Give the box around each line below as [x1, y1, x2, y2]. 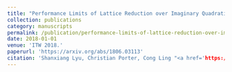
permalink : [7, 29, 39, 36]
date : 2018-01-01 [7, 36, 57, 43]
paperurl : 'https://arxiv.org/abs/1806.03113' [7, 49, 144, 56]
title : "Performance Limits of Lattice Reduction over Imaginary [7, 10, 199, 17]
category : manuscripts [7, 23, 72, 29]
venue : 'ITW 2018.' [7, 42, 64, 49]
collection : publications [7, 16, 81, 23]
